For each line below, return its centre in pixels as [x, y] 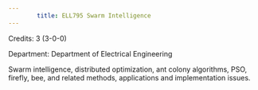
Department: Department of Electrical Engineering [90, 53]
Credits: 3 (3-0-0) [38, 38]
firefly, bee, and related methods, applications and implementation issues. [129, 77]
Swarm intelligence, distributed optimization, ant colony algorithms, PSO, [128, 69]
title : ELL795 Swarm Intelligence [94, 16]
